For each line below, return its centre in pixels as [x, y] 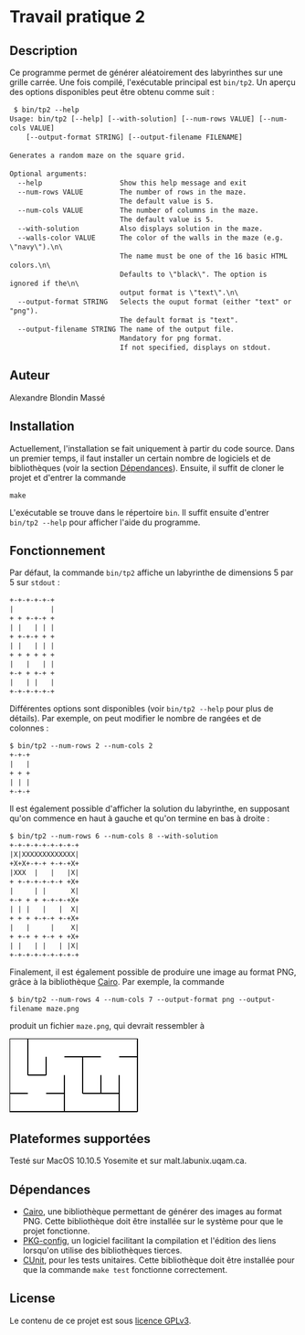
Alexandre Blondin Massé [58, 397]
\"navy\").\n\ [37, 247]
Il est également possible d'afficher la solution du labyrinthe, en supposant [150, 809]
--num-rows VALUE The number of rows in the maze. [132, 192]
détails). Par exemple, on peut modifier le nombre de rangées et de [136, 719]
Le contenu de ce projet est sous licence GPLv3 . [100, 1320]
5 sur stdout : [35, 582]
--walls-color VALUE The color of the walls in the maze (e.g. [151, 238]
